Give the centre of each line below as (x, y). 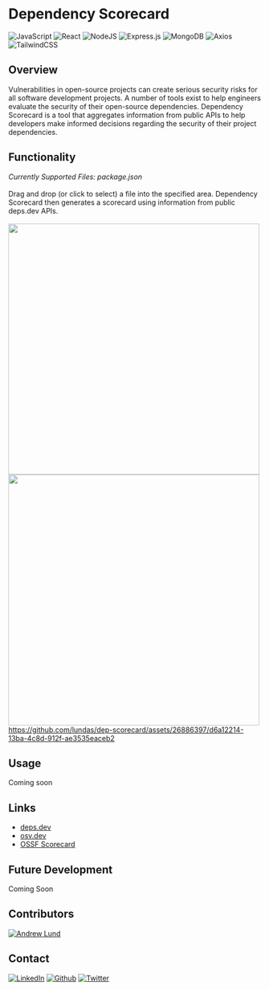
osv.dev (33, 836)
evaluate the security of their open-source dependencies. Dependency (126, 106)
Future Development (61, 869)
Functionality (42, 157)
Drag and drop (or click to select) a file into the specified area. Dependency (133, 194)
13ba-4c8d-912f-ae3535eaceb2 (61, 738)
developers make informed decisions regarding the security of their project (132, 123)
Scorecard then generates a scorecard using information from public (122, 202)
